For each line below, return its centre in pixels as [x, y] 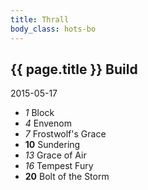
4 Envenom [48, 123]
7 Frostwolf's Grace [65, 134]
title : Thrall [40, 19]
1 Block [39, 113]
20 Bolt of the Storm [67, 177]
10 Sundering [52, 145]
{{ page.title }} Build [74, 69]
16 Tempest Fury [59, 166]
